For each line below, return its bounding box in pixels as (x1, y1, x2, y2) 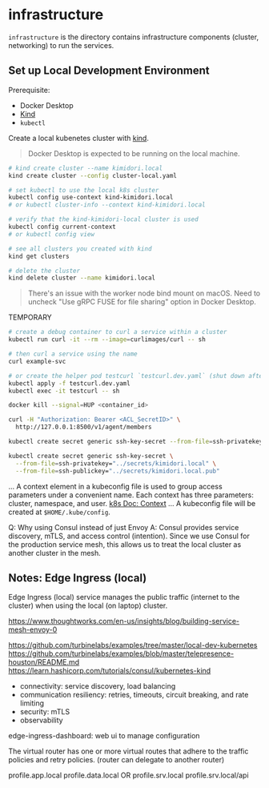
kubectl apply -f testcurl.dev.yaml (8, 379, 130, 388)
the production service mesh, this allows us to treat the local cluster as (8, 539, 242, 549)
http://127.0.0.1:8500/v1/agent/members (15, 423, 152, 432)
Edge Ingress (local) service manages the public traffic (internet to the (8, 593, 240, 602)
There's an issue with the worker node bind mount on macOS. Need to (27, 288, 261, 298)
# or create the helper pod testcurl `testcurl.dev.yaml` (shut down (8, 372, 246, 380)
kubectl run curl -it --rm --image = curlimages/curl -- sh (8, 336, 206, 344)
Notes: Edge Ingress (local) (8, 571, 147, 585)
